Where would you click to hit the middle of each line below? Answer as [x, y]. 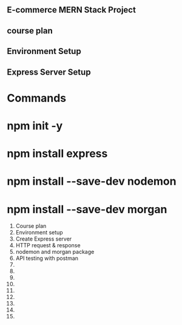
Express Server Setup [49, 72]
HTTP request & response [48, 245]
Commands [37, 98]
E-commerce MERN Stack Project [71, 10]
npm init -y [35, 125]
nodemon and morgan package [55, 252]
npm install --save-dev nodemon [92, 181]
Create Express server [44, 239]
